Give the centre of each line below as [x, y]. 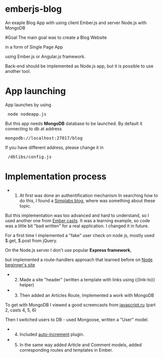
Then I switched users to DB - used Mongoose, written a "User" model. [77, 319]
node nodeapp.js [27, 114]
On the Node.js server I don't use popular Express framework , [68, 250]
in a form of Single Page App [34, 47]
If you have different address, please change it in [54, 147]
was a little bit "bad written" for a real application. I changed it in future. [77, 226]
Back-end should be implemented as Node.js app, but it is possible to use [79, 66]
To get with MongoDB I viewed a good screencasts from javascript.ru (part [80, 305]
